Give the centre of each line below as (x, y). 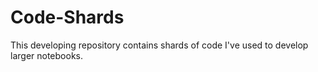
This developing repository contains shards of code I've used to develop (159, 45)
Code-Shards (67, 17)
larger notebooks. (46, 55)
